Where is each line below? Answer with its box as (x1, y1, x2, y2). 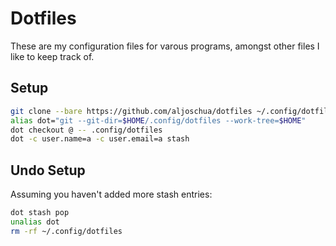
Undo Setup (10, 162, 86, 179)
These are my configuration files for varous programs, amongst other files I (10, 40, 320, 52)
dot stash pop (10, 208, 70, 218)
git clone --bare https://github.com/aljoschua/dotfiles (10, 106, 253, 116)
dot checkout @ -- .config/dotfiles (10, 125, 163, 135)
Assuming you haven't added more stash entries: (10, 188, 213, 201)
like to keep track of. (10, 50, 95, 62)
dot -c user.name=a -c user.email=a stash (10, 134, 190, 144)
